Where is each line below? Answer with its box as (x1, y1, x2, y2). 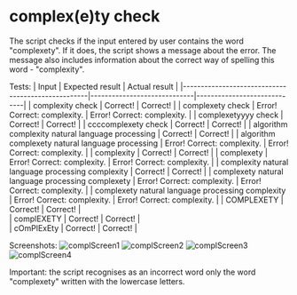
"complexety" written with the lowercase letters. (9, 275, 185, 286)
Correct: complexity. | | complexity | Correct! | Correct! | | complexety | (9, 147, 269, 157)
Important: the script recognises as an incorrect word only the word (9, 267, 256, 277)
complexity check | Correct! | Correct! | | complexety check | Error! (32, 100, 277, 110)
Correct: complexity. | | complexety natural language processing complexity (9, 185, 286, 195)
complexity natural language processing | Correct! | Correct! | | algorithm (9, 128, 276, 139)
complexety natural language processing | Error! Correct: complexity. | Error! (9, 138, 289, 148)
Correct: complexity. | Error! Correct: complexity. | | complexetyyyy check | (9, 109, 284, 120)
